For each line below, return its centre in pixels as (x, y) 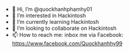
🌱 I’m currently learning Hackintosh (55, 22)
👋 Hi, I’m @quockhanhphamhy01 (52, 9)
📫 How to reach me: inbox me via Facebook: (67, 35)
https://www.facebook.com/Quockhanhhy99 (67, 43)
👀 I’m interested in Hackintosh (49, 15)
